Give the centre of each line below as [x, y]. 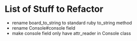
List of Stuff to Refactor [54, 9]
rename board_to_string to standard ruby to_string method [72, 23]
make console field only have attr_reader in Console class [71, 33]
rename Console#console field [43, 28]
